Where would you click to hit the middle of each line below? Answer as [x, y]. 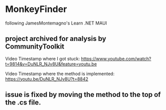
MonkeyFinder [36, 9]
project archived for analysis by [56, 39]
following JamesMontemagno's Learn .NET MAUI [56, 23]
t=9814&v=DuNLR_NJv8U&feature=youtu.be [51, 64]
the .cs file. [23, 103]
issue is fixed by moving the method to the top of [83, 95]
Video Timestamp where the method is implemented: [60, 73]
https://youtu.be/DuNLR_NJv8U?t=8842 [47, 79]
